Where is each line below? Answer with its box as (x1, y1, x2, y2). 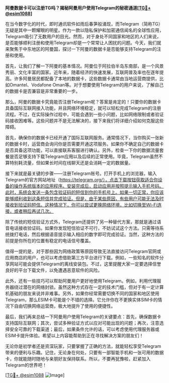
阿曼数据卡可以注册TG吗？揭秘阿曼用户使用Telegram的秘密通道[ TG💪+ (5, 5, 151, 11)
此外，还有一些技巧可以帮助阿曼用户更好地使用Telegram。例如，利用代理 (5, 278, 157, 283)
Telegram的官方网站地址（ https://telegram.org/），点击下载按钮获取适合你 (5, 177, 158, 182)
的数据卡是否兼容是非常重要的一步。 (5, 88, 80, 94)
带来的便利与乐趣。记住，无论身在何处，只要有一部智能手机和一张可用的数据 (5, 349, 164, 355)
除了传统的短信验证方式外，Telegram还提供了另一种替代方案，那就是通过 (5, 219, 157, 225)
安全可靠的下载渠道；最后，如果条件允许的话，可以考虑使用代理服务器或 (9, 326, 159, 332)
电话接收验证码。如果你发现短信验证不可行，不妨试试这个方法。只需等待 (9, 225, 159, 231)
